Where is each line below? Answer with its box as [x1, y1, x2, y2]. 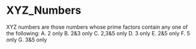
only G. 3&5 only [6, 36, 47, 43]
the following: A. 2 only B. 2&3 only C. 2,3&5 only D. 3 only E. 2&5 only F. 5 [6, 29, 191, 36]
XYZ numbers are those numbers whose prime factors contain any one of [6, 23, 188, 30]
